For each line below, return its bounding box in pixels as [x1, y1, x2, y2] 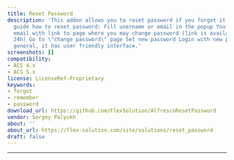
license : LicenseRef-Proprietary [7, 74, 104, 82]
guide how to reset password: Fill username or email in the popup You [13, 23, 226, 30]
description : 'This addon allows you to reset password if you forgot [7, 17, 217, 24]
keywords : [7, 81, 36, 88]
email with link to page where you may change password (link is [13, 29, 208, 37]
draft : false [7, 133, 45, 140]
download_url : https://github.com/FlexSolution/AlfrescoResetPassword [7, 107, 217, 114]
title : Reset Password [7, 10, 73, 17]
